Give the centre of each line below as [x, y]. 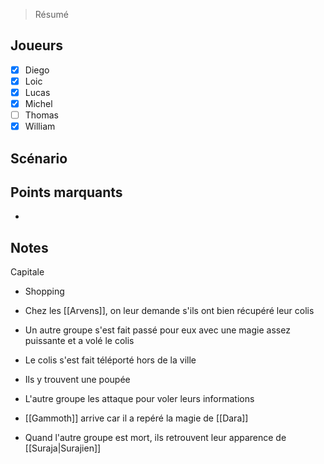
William [40, 126]
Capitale [27, 272]
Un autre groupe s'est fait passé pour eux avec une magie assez [157, 330]
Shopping [44, 291]
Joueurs [37, 45]
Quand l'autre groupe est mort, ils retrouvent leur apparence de [155, 438]
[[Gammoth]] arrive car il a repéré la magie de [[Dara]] [136, 418]
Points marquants [66, 192]
